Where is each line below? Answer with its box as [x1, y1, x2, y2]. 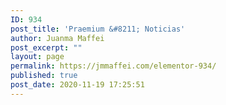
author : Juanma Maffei [10, 33, 105, 43]
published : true [10, 71, 78, 81]
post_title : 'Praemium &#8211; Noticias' [10, 24, 186, 34]
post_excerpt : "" [10, 42, 83, 53]
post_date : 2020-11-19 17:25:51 [10, 80, 145, 90]
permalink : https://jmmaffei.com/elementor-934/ [10, 61, 217, 71]
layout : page [10, 52, 65, 62]
